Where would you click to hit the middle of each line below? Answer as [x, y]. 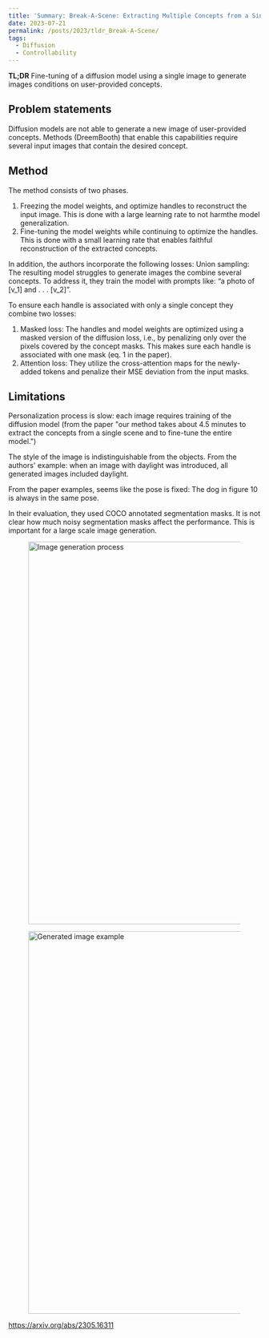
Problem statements [60, 109]
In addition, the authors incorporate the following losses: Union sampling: [129, 264]
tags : [17, 38]
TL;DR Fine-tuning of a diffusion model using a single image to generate [127, 76]
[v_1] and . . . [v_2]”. [40, 289]
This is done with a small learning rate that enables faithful [116, 240]
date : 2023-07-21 [37, 23]
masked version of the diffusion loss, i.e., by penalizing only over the [133, 337]
